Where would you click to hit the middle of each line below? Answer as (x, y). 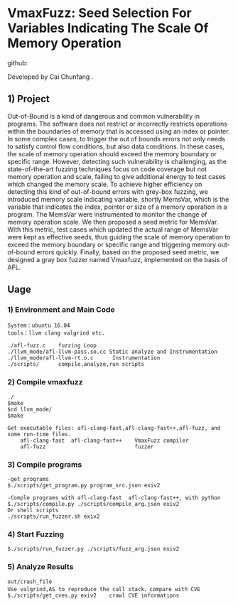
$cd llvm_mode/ (30, 409)
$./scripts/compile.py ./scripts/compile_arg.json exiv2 (93, 504)
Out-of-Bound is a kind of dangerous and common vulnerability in (104, 116)
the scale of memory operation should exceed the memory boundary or (112, 153)
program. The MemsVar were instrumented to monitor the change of (107, 214)
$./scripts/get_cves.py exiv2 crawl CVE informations (93, 595)
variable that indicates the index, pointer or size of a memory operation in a (117, 207)
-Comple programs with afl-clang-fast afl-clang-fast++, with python (114, 498)
